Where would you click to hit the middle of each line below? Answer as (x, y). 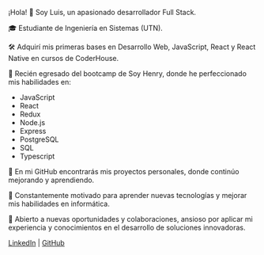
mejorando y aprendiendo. (51, 180)
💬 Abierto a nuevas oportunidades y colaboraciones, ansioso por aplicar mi (130, 219)
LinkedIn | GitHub (36, 243)
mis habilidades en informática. (59, 204)
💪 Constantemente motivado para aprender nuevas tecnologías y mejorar (128, 195)
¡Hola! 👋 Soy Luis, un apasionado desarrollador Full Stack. (102, 12)
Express (33, 131)
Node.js (32, 122)
